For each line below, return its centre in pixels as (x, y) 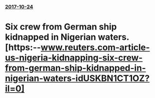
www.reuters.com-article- (95, 48)
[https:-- (23, 48)
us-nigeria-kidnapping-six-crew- (74, 58)
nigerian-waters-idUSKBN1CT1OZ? (77, 78)
